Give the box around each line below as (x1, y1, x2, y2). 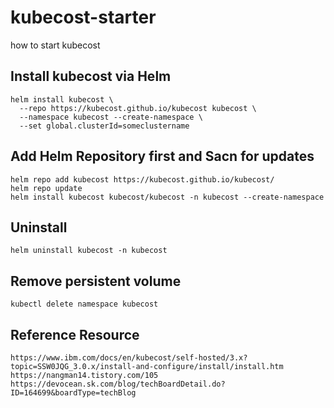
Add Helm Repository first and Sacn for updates (10, 148, 315, 165)
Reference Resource (10, 326, 140, 343)
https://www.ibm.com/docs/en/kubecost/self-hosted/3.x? (10, 353, 248, 363)
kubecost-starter (10, 6, 157, 29)
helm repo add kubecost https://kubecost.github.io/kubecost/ (10, 174, 275, 185)
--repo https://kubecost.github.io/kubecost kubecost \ (19, 103, 257, 113)
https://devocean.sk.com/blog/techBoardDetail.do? (10, 379, 226, 389)
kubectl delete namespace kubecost (10, 299, 159, 310)
